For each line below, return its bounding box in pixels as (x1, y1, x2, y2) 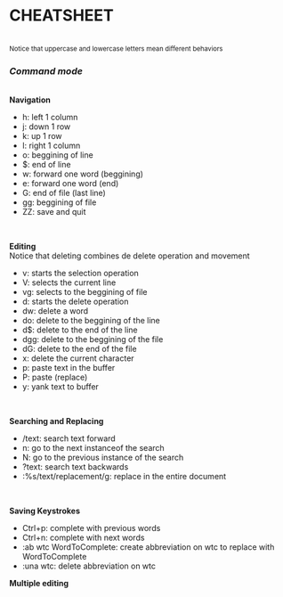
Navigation (9, 94, 51, 105)
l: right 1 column (21, 140, 81, 151)
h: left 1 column (21, 112, 78, 123)
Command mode (9, 64, 83, 77)
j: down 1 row (21, 121, 71, 132)
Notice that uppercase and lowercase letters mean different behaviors (9, 44, 223, 53)
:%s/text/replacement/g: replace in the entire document (21, 471, 227, 482)
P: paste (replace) (21, 372, 88, 383)
